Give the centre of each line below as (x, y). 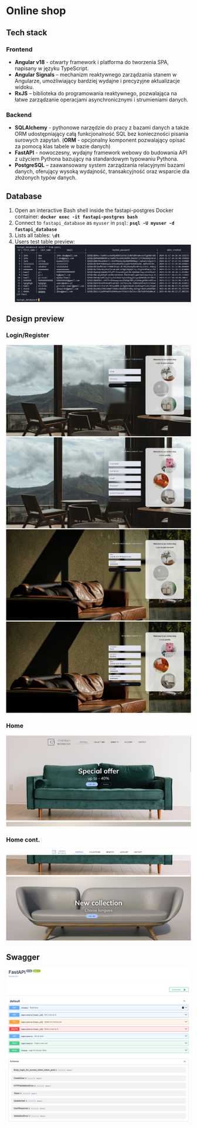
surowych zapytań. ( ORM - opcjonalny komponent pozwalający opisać (100, 140)
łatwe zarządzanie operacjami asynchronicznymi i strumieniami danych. (101, 99)
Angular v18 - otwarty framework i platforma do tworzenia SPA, (91, 62)
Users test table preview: (45, 241)
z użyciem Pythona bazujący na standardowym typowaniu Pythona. (96, 159)
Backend (19, 115)
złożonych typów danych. (46, 178)
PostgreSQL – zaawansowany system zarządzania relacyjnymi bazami (100, 165)
